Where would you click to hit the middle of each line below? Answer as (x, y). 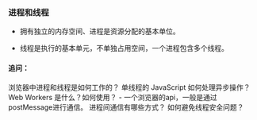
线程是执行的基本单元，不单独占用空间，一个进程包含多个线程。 (124, 48)
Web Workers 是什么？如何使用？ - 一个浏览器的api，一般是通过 (113, 97)
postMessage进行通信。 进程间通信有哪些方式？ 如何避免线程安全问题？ (126, 107)
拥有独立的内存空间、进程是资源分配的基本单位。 (100, 31)
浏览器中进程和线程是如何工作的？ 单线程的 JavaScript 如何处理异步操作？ (130, 87)
